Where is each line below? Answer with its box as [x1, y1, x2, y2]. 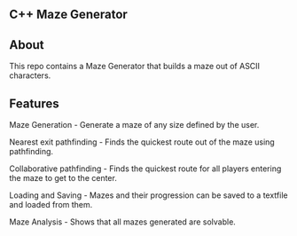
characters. [9, 70, 51, 81]
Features [9, 96, 59, 111]
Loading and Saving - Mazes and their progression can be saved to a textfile [9, 190, 288, 201]
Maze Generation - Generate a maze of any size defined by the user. [9, 120, 260, 130]
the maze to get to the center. [9, 173, 117, 184]
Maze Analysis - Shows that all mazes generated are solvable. [9, 216, 237, 227]
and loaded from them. [9, 200, 93, 210]
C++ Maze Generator [9, 7, 129, 22]
